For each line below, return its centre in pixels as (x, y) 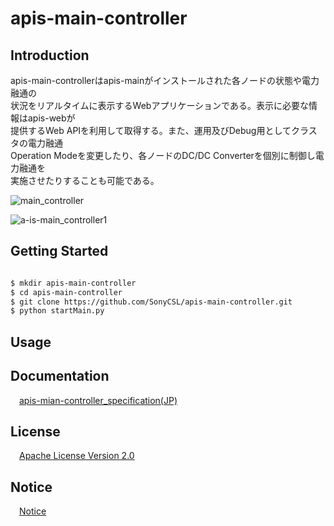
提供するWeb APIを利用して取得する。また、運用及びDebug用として (151, 130)
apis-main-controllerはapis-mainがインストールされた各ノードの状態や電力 (165, 80)
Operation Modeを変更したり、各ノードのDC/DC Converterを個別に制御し (163, 155)
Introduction (50, 55)
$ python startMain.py (57, 311)
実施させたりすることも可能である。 (85, 180)
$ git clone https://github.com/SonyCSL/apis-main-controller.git (151, 302)
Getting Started (59, 251)
